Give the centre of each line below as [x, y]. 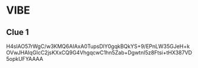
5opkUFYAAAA [25, 59]
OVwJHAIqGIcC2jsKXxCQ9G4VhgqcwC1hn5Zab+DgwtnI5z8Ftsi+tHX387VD [99, 53]
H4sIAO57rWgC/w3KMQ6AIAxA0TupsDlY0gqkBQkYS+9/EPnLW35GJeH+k [98, 46]
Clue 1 [17, 32]
